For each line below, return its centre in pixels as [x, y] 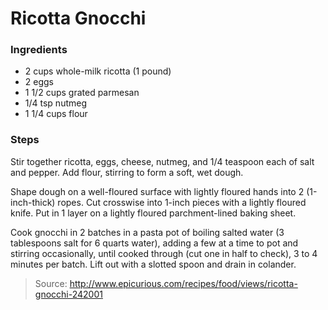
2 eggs [39, 82]
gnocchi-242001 [68, 294]
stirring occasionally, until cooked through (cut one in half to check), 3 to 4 [164, 253]
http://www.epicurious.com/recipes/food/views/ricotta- [183, 283]
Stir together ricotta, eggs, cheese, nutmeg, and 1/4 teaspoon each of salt [162, 161]
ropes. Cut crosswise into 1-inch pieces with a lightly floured [182, 202]
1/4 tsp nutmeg [56, 103]
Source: [51, 283]
